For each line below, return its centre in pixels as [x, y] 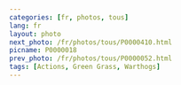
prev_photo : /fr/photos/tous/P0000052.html [91, 58]
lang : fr [25, 26]
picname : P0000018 [43, 50]
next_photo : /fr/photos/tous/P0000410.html [91, 42]
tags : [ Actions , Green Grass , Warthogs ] [85, 67]
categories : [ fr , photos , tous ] [69, 17]
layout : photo [35, 34]
